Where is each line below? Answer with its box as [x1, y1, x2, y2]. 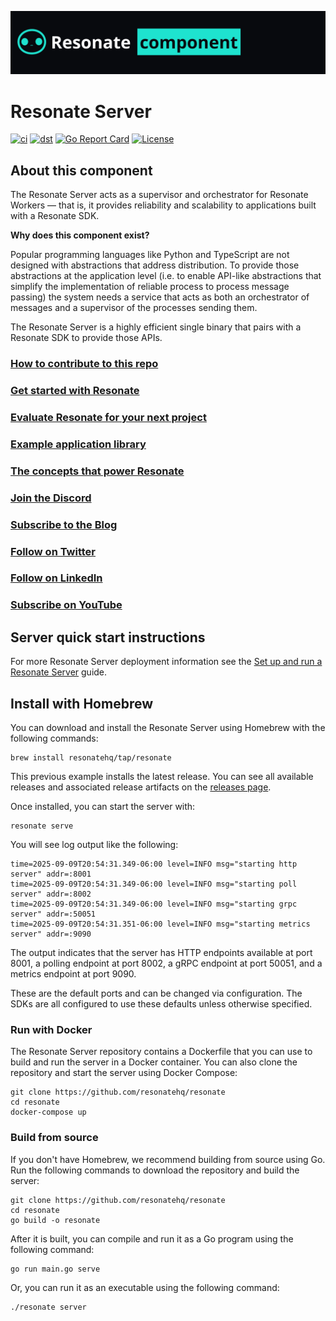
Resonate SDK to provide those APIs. [10, 332, 163, 344]
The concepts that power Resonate [10, 464, 185, 478]
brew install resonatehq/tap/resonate [10, 752, 172, 763]
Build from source [10, 1131, 99, 1145]
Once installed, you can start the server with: [10, 800, 196, 812]
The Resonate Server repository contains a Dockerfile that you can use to [10, 1046, 313, 1058]
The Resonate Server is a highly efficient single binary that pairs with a [10, 321, 302, 333]
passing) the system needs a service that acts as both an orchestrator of [10, 291, 310, 303]
